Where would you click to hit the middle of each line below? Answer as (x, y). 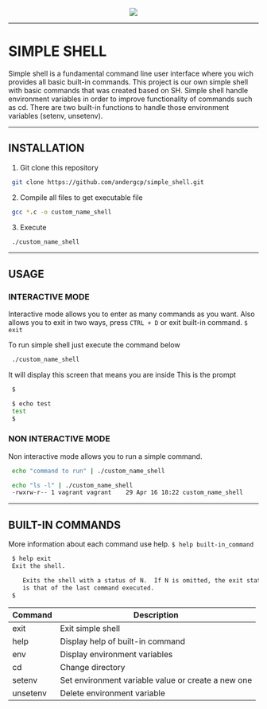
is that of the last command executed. (89, 588)
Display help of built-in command (122, 641)
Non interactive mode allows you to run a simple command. (105, 456)
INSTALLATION (46, 149)
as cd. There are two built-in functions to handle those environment (119, 107)
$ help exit (31, 559)
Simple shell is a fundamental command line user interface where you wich (131, 73)
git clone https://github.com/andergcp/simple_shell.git (108, 182)
